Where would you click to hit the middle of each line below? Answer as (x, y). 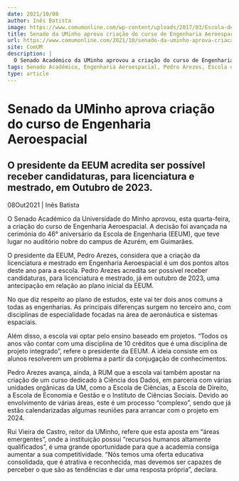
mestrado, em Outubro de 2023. (80, 188)
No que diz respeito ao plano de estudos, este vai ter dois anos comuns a (115, 299)
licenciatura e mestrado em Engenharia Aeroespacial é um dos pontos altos (118, 263)
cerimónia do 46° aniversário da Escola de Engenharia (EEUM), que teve (113, 234)
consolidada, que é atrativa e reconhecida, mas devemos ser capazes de (115, 462)
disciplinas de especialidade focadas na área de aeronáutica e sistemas (113, 314)
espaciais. (22, 322)
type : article (28, 73)
